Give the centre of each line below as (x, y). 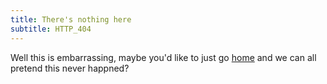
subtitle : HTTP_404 (51, 29)
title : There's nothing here (71, 19)
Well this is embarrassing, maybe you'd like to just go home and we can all (163, 57)
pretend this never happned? (70, 68)
